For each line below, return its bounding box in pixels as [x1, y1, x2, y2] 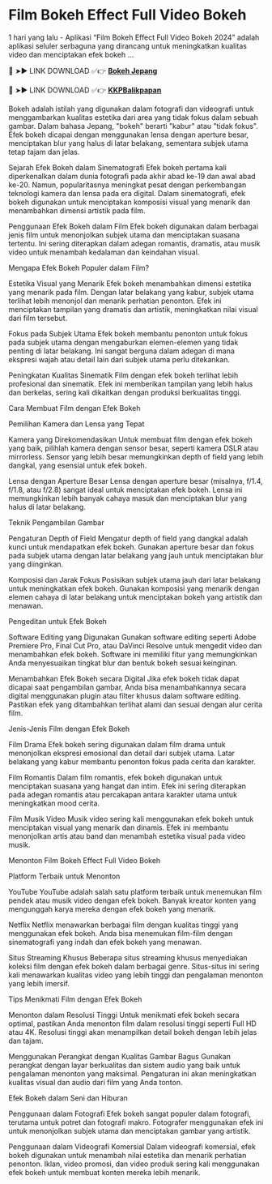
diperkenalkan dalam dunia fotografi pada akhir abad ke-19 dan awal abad [8, 171, 257, 181]
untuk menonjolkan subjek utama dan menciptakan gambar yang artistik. [8, 1126, 251, 1135]
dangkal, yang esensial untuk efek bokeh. [8, 460, 147, 470]
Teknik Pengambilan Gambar [8, 517, 104, 528]
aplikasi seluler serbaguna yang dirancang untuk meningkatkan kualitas [8, 41, 247, 50]
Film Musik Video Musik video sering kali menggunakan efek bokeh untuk [8, 814, 254, 823]
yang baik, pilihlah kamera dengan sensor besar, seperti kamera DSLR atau [8, 443, 259, 453]
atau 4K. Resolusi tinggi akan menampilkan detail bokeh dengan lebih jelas [8, 1027, 257, 1037]
